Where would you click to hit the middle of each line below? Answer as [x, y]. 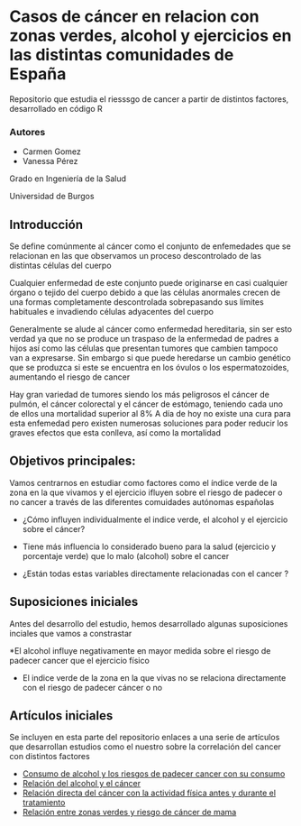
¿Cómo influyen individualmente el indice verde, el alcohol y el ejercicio [155, 519]
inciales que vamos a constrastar [71, 633]
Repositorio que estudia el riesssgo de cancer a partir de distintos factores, [149, 99]
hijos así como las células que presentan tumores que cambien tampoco [144, 348]
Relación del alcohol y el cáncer [82, 784]
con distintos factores [50, 757]
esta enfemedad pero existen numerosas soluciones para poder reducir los [149, 423]
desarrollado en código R [56, 108]
